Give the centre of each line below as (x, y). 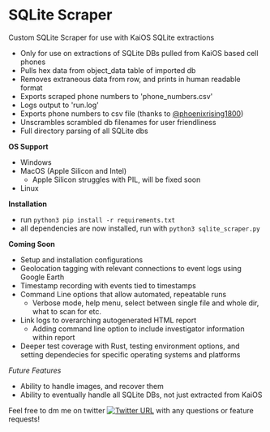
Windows (36, 162)
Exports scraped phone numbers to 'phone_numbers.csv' (116, 96)
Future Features (35, 370)
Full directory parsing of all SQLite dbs (84, 131)
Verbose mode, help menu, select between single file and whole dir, (146, 303)
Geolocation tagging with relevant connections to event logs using (131, 268)
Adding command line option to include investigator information (138, 328)
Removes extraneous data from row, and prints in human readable (130, 79)
